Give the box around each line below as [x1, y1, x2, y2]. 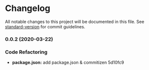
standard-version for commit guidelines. [5, 23, 85, 29]
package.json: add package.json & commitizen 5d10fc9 [12, 59, 125, 65]
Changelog [5, 3, 50, 14]
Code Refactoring [5, 48, 48, 55]
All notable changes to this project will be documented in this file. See [5, 19, 145, 24]
